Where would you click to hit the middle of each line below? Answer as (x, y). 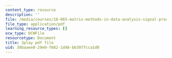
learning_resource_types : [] (36, 29)
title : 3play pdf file (29, 43)
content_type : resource (31, 10)
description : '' (23, 15)
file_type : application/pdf (35, 24)
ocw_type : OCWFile (25, 33)
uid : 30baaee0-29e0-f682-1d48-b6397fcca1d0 (52, 47)
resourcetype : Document (31, 38)
